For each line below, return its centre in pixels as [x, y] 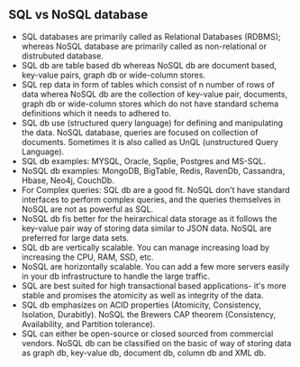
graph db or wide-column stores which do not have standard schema [150, 104]
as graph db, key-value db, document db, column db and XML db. [144, 353]
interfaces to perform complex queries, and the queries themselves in [151, 199]
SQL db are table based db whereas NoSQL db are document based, [149, 65]
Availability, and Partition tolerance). [88, 324]
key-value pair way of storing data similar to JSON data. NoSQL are [146, 228]
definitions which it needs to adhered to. [96, 113]
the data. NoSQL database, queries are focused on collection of [140, 132]
